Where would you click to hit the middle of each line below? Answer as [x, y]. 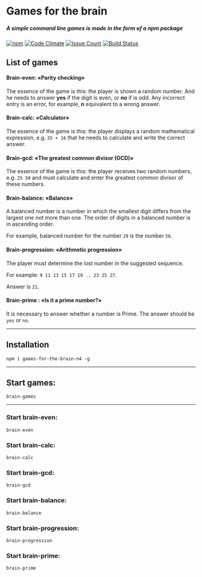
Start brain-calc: [31, 445]
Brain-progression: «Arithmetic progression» [64, 249]
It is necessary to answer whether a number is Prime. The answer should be [100, 314]
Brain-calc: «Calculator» [38, 118]
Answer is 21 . [23, 286]
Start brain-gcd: [30, 473]
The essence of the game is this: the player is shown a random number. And [101, 91]
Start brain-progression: [43, 528]
